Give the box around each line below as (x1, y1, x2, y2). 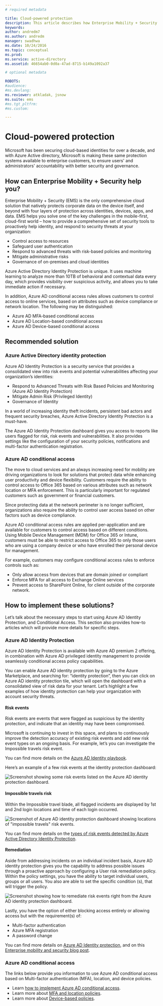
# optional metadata (5, 70, 47, 75)
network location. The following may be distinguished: (5, 304, 114, 310)
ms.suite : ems (5, 97, 34, 102)
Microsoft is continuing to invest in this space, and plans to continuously (5, 730, 149, 736)
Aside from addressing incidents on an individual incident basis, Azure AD (5, 857, 153, 863)
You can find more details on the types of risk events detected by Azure (5, 831, 149, 836)
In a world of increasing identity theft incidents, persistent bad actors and (5, 408, 152, 414)
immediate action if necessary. (5, 284, 66, 290)
